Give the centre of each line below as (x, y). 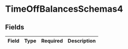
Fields (15, 27)
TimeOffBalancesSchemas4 (64, 9)
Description (82, 41)
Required (52, 41)
